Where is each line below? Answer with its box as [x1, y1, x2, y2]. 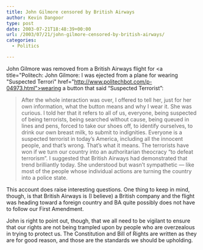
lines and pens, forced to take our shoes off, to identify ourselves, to [21, 122, 193, 129]
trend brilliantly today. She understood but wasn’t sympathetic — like [21, 161, 194, 168]
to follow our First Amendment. [6, 205, 84, 212]
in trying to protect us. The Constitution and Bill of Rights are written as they [6, 230, 197, 237]
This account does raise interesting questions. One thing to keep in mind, [6, 185, 190, 193]
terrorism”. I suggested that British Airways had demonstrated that [21, 154, 188, 162]
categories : [6, 37, 37, 43]
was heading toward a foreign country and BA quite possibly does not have [6, 199, 195, 206]
